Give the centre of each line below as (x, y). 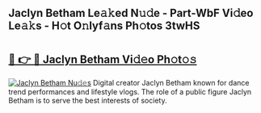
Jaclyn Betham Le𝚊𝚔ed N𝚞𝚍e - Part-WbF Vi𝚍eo (131, 13)
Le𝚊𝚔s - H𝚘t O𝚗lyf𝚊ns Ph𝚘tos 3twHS (104, 26)
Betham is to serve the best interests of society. (88, 100)
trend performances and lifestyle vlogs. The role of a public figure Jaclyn (130, 92)
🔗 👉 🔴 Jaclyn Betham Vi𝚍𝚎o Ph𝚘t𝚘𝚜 (103, 59)
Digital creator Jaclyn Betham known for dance (171, 83)
